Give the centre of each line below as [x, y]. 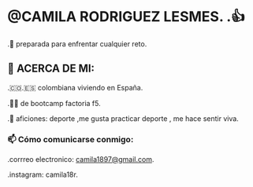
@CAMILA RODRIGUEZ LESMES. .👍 [126, 17]
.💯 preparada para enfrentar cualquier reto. [77, 44]
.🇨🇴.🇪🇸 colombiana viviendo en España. [75, 87]
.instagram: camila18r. [43, 174]
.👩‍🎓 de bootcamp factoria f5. [54, 103]
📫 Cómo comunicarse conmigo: [71, 139]
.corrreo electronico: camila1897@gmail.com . [81, 159]
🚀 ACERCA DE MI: [51, 69]
